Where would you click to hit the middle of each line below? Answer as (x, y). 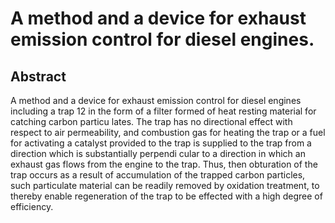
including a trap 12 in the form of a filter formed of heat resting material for (163, 111)
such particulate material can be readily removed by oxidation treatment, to (165, 185)
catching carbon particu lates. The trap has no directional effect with (151, 121)
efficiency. (32, 206)
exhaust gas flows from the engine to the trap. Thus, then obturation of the (164, 164)
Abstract (38, 76)
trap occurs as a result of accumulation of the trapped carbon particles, (158, 175)
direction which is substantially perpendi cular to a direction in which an (158, 153)
